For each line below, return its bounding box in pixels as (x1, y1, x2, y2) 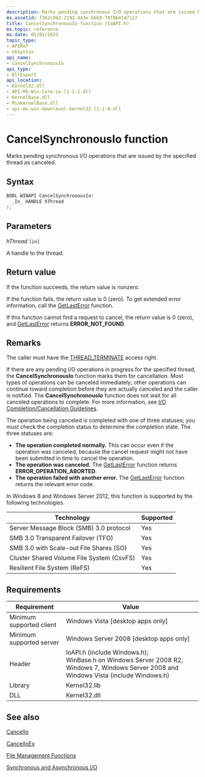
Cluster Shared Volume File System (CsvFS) (9, 554, 135, 562)
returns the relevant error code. (15, 481, 95, 488)
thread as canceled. (6, 159, 57, 166)
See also (6, 711, 40, 723)
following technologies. (6, 499, 65, 506)
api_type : (6, 66, 32, 72)
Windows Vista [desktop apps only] (66, 617, 168, 625)
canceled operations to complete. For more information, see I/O (6, 399, 167, 406)
